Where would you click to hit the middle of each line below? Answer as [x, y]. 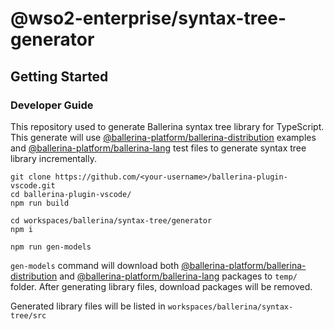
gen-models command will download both [95, 265]
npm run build [40, 203]
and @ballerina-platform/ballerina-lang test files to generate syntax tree [158, 148]
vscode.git [33, 185]
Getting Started [59, 76]
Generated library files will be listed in [88, 306]
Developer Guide [52, 105]
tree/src [28, 315]
